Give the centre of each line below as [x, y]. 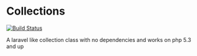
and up [15, 46]
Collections [36, 11]
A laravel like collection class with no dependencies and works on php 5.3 [99, 40]
